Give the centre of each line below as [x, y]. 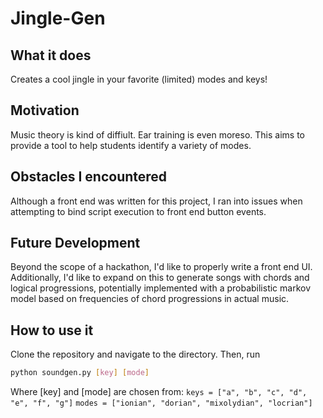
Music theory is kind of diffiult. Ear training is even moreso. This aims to [157, 134]
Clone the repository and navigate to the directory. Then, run [135, 354]
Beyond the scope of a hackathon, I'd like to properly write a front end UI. [161, 267]
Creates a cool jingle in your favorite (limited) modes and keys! [139, 79]
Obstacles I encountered [89, 177]
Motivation [45, 110]
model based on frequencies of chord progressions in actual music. [150, 299]
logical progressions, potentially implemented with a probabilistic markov [161, 288]
